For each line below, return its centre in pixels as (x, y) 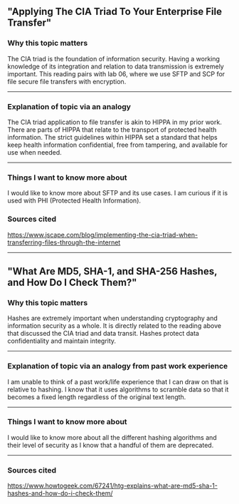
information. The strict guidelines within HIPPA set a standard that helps (113, 137)
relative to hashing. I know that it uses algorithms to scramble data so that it (118, 389)
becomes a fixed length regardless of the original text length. (97, 397)
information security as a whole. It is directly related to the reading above (115, 326)
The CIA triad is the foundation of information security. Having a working (114, 58)
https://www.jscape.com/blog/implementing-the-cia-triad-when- (102, 235)
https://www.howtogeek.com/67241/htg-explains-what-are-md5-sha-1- (113, 486)
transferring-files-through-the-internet (64, 242)
